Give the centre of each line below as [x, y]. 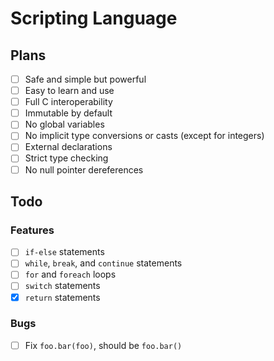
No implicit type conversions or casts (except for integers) [144, 136]
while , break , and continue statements [103, 263]
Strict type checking [66, 158]
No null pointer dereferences [84, 169]
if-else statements [64, 252]
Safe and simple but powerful [85, 79]
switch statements [62, 286]
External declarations [68, 147]
